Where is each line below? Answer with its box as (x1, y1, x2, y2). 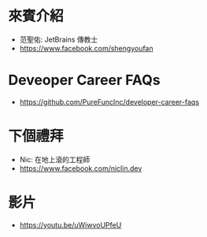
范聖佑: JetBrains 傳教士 (19, 35, 98, 44)
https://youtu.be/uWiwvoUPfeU (19, 220, 122, 229)
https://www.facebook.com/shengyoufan (19, 43, 153, 53)
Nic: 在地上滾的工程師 (19, 154, 91, 164)
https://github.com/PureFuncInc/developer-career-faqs (19, 97, 199, 106)
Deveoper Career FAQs (8, 72, 161, 89)
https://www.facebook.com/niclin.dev (19, 163, 142, 173)
